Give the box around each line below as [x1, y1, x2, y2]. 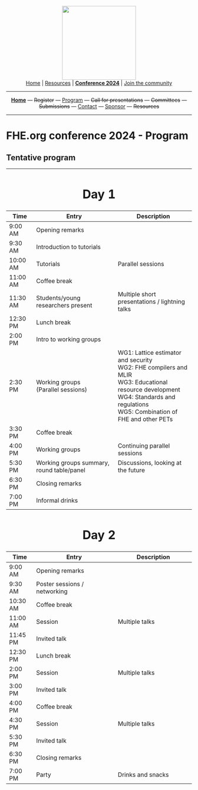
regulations [117, 400, 149, 409]
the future [117, 466, 146, 474]
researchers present [36, 302, 93, 310]
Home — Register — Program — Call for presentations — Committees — [11, 96, 187, 103]
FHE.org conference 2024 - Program [6, 129, 189, 143]
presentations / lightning [117, 297, 186, 306]
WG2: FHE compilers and [117, 364, 187, 372]
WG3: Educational [117, 378, 168, 387]
